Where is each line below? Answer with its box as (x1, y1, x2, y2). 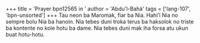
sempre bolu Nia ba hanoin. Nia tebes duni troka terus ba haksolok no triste (5, 18, 195, 25)
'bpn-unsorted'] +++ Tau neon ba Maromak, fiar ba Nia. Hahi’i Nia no (5, 12, 178, 19)
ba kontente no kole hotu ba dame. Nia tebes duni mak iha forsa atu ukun (5, 24, 188, 31)
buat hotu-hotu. (5, 31, 45, 38)
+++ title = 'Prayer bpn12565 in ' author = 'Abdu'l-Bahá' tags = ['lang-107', (5, 5, 192, 12)
